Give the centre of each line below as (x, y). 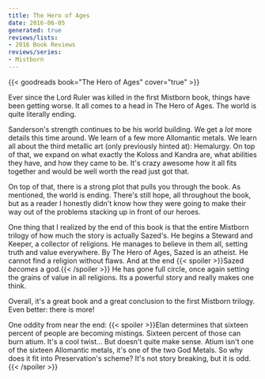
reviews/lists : (33, 38)
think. (17, 286)
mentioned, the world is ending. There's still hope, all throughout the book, (130, 195)
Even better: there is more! (51, 310)
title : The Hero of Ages (49, 15)
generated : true (35, 30)
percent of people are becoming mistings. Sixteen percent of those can (125, 333)
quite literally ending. (42, 114)
